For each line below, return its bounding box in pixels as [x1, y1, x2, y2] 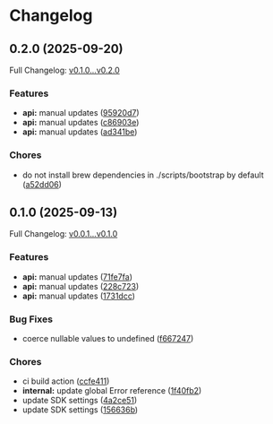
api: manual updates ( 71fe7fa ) [21, 271, 132, 282]
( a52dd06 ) [21, 178, 63, 189]
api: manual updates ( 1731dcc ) [21, 290, 136, 301]
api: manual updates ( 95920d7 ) [21, 108, 141, 118]
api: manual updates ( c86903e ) [21, 117, 140, 128]
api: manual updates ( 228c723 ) [21, 281, 140, 291]
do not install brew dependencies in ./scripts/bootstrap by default [21, 169, 264, 180]
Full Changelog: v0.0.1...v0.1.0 [9, 229, 118, 239]
